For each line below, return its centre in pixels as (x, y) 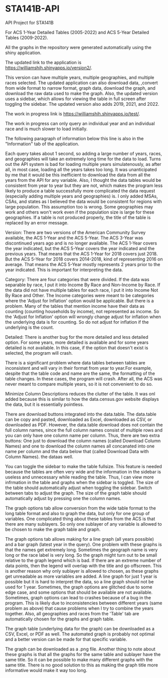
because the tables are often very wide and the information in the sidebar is (83, 472)
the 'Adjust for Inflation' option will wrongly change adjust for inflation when (83, 317)
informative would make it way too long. (46, 670)
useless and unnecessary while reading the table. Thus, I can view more (79, 477)
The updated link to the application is (43, 62)
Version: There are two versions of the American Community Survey (75, 232)
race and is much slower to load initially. (46, 129)
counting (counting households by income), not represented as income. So (82, 311)
